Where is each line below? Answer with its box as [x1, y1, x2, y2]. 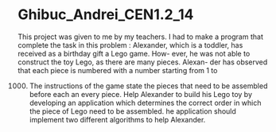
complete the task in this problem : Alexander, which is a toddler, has [17, 40, 243, 49]
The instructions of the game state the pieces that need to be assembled [29, 81, 268, 91]
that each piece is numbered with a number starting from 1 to [17, 65, 218, 75]
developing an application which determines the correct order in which [29, 98, 262, 107]
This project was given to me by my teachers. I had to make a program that [17, 32, 264, 41]
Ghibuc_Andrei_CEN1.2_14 [17, 6, 194, 24]
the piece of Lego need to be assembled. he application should [29, 106, 236, 116]
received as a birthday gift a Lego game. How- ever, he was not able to [17, 49, 251, 58]
